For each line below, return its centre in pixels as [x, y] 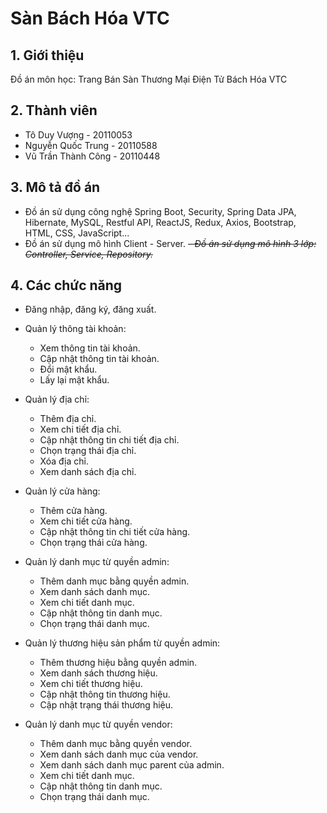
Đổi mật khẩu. [68, 369]
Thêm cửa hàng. [73, 511]
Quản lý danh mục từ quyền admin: [97, 562]
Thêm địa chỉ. [68, 419]
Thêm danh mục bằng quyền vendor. [116, 744]
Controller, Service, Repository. [89, 254]
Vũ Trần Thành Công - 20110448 [92, 156]
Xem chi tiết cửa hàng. [86, 521]
